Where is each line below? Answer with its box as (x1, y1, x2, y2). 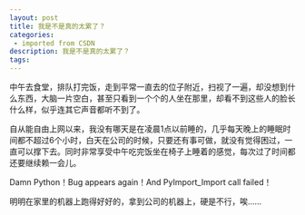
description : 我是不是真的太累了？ (9, 47, 130, 56)
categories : (9, 30, 54, 39)
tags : (9, 55, 30, 64)
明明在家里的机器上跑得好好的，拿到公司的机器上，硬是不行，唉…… (9, 196, 262, 207)
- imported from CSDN (13, 38, 95, 48)
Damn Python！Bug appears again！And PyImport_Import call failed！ (9, 177, 272, 187)
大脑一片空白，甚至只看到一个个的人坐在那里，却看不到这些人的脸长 (40, 93, 296, 103)
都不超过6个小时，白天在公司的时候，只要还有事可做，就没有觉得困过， (16, 135, 285, 145)
